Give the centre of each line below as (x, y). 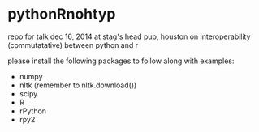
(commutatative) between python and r (73, 45)
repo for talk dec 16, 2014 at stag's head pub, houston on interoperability (129, 36)
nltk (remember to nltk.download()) (78, 85)
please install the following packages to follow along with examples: (121, 61)
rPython (32, 111)
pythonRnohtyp (62, 14)
